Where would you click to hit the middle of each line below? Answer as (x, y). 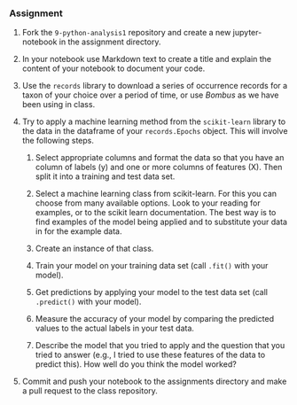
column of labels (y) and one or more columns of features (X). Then (159, 167)
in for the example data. (78, 231)
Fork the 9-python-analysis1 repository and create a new (126, 33)
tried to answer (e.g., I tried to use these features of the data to (150, 355)
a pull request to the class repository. (90, 391)
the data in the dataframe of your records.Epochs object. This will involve (155, 131)
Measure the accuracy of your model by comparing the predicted (155, 319)
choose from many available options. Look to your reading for (148, 203)
